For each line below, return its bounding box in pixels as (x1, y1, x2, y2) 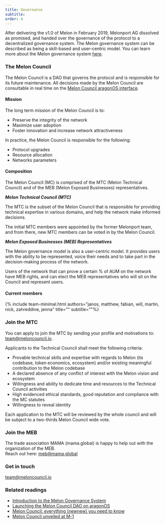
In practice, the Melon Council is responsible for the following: (5, 137, 131, 143)
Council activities (12, 386, 48, 392)
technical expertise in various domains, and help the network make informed (5, 209, 161, 215)
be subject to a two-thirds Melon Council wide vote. (5, 416, 110, 423)
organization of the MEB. (5, 445, 56, 451)
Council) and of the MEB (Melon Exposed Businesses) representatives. (5, 185, 149, 191)
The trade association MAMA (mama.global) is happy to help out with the (5, 440, 154, 446)
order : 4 (5, 16, 23, 21)
